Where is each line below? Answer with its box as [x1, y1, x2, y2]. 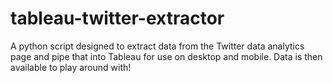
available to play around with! [10, 61, 132, 73]
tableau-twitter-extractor [10, 7, 225, 30]
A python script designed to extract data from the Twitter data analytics [10, 40, 305, 52]
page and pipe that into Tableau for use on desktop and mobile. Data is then [10, 50, 323, 62]
